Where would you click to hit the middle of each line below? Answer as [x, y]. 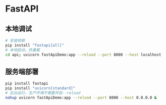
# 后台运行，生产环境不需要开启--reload [43, 93]
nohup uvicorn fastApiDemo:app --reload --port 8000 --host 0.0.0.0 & [81, 97]
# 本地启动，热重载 [23, 50]
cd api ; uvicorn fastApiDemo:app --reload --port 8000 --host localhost [83, 55]
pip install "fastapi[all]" [35, 45]
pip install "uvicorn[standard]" [40, 88]
